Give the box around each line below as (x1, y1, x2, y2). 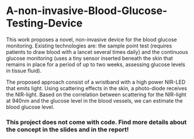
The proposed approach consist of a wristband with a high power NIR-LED (6, 78, 186, 86)
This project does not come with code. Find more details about (6, 118, 187, 126)
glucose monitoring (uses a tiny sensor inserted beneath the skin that (6, 55, 174, 62)
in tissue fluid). (6, 67, 42, 74)
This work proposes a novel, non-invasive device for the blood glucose (6, 36, 177, 43)
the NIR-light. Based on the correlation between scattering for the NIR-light (6, 91, 187, 98)
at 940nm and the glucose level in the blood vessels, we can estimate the (6, 97, 183, 104)
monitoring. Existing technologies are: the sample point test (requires (6, 42, 172, 49)
